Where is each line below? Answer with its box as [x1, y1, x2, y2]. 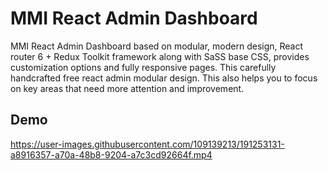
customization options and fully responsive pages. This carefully [10, 61, 277, 73]
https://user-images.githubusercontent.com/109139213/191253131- [10, 138, 285, 150]
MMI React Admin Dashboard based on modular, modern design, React [10, 40, 304, 52]
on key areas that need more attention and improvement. [10, 82, 245, 94]
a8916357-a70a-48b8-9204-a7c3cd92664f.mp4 [10, 148, 213, 161]
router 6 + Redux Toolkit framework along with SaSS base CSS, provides [10, 50, 310, 62]
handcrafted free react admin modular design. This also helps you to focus [10, 72, 318, 84]
